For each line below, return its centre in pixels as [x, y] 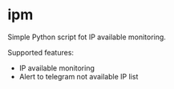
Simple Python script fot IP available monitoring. [87, 37]
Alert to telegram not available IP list [79, 76]
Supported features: [40, 52]
